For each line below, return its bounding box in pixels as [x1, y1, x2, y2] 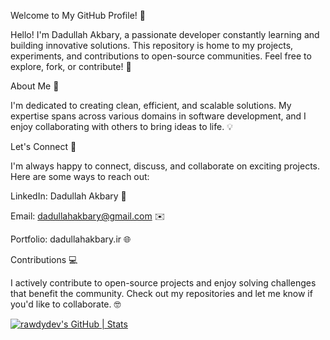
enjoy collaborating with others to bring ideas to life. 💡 [10, 121, 233, 132]
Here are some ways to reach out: [10, 171, 150, 182]
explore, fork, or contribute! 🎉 [10, 61, 132, 72]
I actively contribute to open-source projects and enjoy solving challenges [10, 277, 317, 289]
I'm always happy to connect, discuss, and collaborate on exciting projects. [10, 160, 321, 172]
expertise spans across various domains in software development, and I [10, 110, 307, 122]
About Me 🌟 [10, 80, 60, 92]
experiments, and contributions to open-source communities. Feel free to [10, 50, 312, 62]
